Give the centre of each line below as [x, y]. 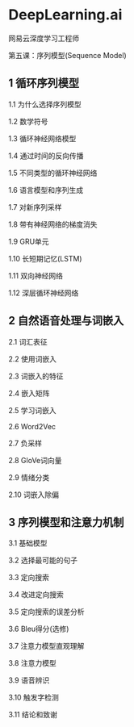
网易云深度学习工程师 [44, 38]
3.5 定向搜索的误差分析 [46, 612]
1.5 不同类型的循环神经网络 [53, 173]
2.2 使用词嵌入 [33, 359]
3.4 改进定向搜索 [36, 595]
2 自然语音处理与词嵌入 [66, 321]
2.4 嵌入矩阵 [29, 393]
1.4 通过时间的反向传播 [46, 156]
